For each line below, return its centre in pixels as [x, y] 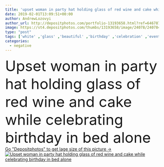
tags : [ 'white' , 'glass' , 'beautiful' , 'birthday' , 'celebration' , [76, 37]
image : [12, 28]
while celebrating [64, 119]
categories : [17, 41]
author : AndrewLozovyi [28, 18]
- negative [20, 46]
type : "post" [18, 32]
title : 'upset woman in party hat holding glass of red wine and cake [78, 9]
